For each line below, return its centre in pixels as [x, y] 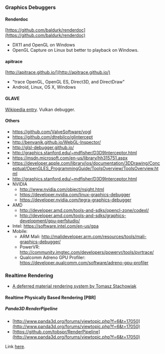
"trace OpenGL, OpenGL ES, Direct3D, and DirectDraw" [68, 82]
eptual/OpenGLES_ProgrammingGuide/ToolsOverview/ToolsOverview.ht [85, 168]
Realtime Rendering [29, 275]
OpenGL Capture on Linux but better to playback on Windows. [75, 50]
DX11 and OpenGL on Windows [44, 45]
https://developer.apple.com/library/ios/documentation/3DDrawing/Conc [86, 163]
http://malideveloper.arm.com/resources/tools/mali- [94, 236]
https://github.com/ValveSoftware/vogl [52, 132]
